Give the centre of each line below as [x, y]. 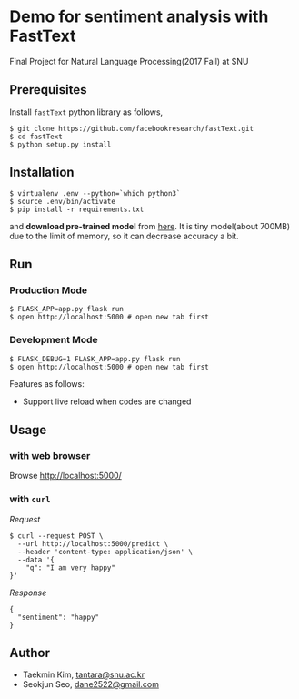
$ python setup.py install [60, 144]
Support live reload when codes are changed [107, 401]
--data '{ [36, 560]
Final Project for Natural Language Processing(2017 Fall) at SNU [129, 61]
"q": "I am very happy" [71, 567]
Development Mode [54, 340]
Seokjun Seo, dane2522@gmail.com [90, 684]
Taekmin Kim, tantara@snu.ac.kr [84, 674]
